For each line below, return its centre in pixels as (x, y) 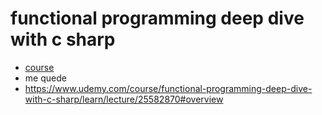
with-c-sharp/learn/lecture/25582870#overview (124, 99)
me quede (45, 78)
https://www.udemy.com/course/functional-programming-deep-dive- (168, 88)
